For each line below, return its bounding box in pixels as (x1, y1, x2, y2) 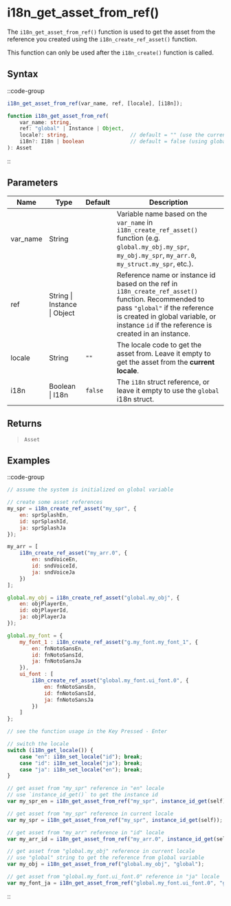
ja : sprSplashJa (19, 524, 67, 532)
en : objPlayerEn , (19, 601, 69, 607)
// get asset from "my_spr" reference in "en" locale (7, 785, 165, 792)
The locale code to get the (116, 340, 201, 350)
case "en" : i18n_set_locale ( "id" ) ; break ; (19, 753, 143, 760)
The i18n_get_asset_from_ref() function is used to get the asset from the (7, 28, 215, 36)
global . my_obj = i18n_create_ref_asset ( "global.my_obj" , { (7, 594, 180, 601)
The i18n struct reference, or (116, 377, 210, 387)
